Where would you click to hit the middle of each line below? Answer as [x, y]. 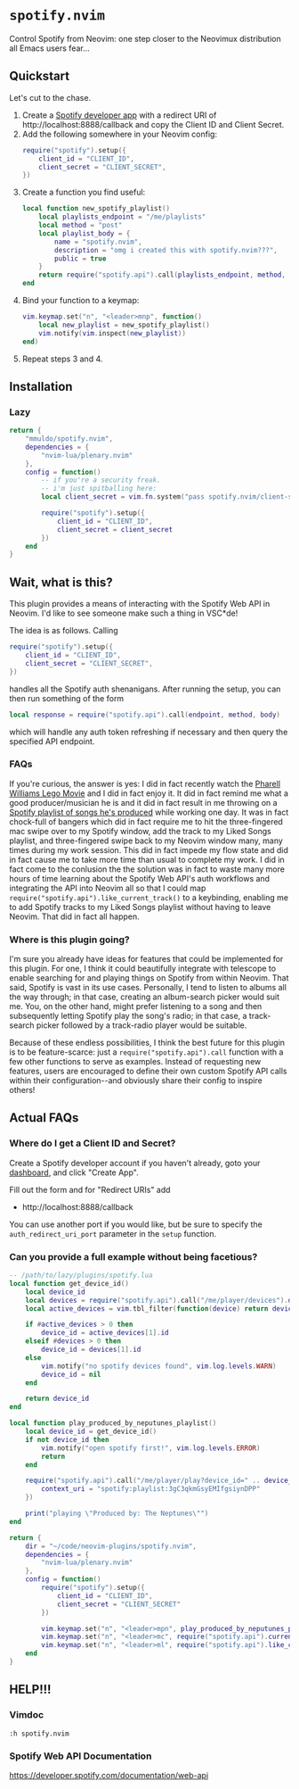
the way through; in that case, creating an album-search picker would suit [145, 997]
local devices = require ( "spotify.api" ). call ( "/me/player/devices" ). [157, 1300]
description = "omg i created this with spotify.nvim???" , [166, 250]
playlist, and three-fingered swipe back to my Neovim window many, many [146, 841]
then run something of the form [67, 698]
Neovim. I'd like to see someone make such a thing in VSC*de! [124, 613]
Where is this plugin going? [70, 940]
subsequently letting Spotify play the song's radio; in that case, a [128, 1016]
